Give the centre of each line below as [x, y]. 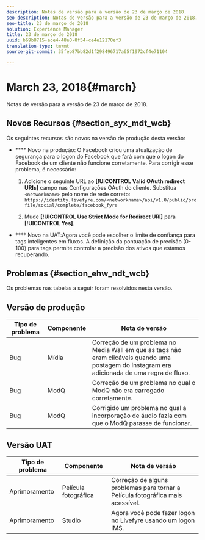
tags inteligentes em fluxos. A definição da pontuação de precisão [98, 241]
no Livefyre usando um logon [153, 520]
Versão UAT [30, 445]
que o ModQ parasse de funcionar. [142, 423]
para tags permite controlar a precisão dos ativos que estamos [106, 248]
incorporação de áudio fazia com [139, 416]
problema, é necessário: [45, 169]
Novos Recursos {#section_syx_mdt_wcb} [89, 124]
